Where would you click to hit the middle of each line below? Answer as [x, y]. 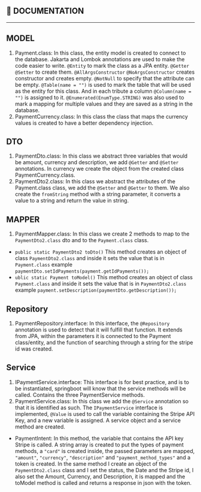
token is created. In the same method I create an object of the [91, 464]
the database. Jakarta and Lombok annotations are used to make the [100, 59]
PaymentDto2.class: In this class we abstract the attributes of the [95, 182]
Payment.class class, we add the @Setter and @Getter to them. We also [102, 188]
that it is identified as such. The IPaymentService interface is [89, 408]
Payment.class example [44, 265]
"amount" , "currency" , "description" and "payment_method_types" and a [103, 457]
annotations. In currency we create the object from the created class [99, 169]
